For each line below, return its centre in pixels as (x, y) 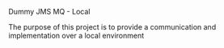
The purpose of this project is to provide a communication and (112, 27)
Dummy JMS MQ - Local (49, 12)
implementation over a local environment (76, 36)
